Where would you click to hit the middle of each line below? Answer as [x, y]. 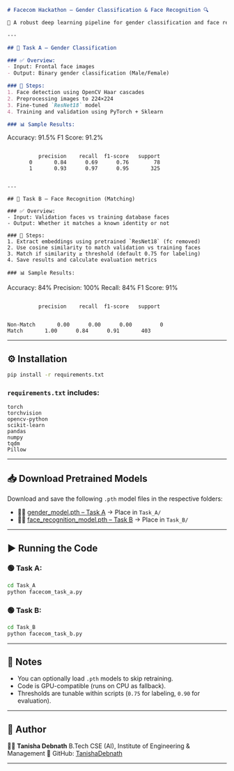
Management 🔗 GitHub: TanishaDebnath [65, 754]
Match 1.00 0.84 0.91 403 [79, 331]
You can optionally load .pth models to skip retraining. [95, 678]
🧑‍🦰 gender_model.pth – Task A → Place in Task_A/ [89, 513]
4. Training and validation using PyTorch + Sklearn [85, 111]
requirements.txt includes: [53, 392]
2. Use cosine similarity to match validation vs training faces [104, 248]
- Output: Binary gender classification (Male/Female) [88, 73]
